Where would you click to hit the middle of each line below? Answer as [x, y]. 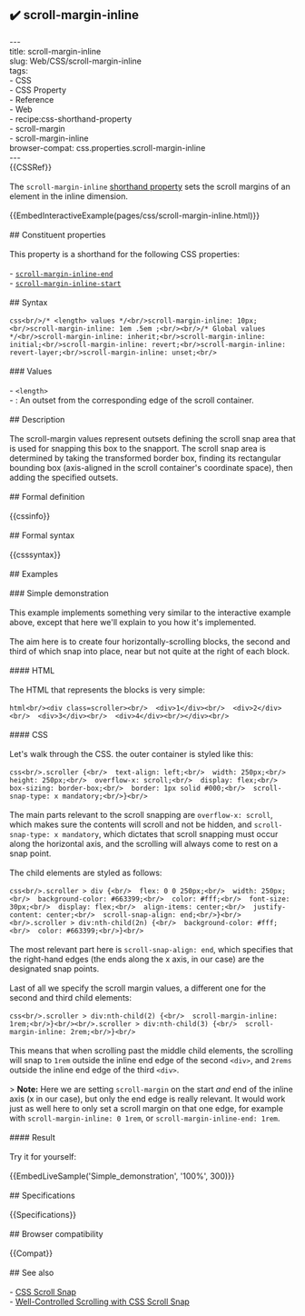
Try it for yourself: [43, 1156]
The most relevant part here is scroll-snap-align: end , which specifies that [151, 949]
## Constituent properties [58, 234]
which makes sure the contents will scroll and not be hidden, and [131, 824]
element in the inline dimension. [69, 196]
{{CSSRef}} [31, 167]
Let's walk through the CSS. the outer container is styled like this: [132, 753]
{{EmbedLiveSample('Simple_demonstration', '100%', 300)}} [122, 1176]
